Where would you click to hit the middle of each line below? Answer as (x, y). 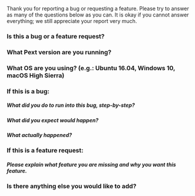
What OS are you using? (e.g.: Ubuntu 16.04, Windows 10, (91, 68)
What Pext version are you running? (59, 52)
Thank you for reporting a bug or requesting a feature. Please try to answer (98, 9)
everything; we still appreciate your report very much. (72, 21)
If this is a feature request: (45, 151)
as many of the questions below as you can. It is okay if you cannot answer (98, 15)
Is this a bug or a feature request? (56, 36)
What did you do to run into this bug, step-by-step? (71, 105)
